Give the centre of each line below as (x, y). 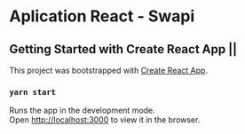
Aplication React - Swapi (102, 16)
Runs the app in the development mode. (82, 110)
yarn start (32, 92)
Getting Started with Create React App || (123, 49)
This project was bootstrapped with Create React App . (109, 70)
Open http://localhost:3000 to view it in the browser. (105, 120)
